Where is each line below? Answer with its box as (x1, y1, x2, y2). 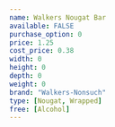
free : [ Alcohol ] (9, 105, 70, 114)
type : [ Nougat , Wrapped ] (9, 96, 102, 106)
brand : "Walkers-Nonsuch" (9, 88, 106, 97)
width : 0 (9, 55, 42, 63)
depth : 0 (9, 72, 42, 80)
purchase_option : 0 (9, 30, 83, 38)
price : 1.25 (9, 38, 54, 47)
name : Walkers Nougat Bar (9, 13, 106, 22)
